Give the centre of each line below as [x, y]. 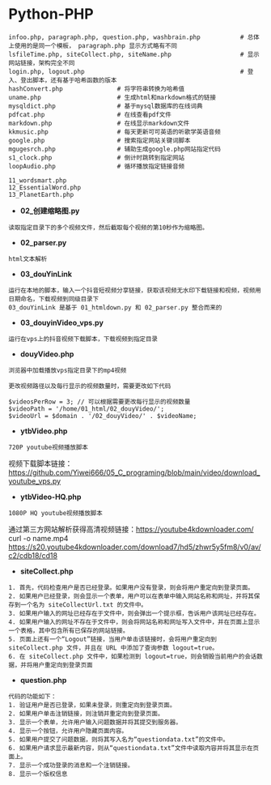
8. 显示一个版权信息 [38, 774]
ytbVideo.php [44, 431]
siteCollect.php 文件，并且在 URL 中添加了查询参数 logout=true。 [113, 648]
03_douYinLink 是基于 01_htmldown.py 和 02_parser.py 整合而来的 [115, 307]
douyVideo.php [47, 354]
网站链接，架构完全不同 [42, 63]
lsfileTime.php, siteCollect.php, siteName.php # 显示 [134, 54]
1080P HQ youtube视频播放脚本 [55, 513]
